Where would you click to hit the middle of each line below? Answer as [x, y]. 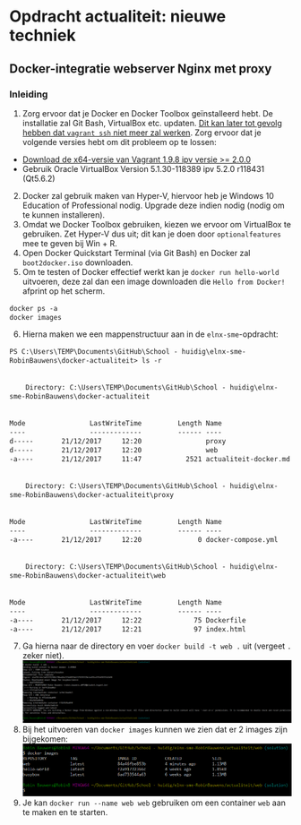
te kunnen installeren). [64, 215]
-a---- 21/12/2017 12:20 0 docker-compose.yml [144, 539]
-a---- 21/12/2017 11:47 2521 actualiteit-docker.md [150, 459]
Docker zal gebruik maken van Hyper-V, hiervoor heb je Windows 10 [148, 195]
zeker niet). [43, 655]
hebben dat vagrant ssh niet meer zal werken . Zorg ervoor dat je [142, 133]
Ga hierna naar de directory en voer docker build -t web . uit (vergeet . [157, 646]
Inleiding [29, 94]
